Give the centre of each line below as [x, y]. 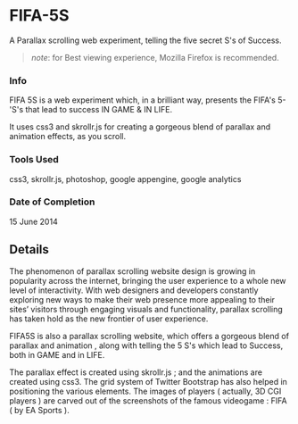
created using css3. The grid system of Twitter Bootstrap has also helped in [149, 381]
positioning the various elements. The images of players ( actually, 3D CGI [145, 391]
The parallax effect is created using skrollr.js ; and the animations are [136, 372]
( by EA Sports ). [39, 410]
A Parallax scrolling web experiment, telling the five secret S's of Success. [146, 40]
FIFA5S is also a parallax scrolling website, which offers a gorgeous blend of [149, 336]
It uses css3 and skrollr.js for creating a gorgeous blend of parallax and [140, 127]
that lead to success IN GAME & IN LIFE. [99, 110]
